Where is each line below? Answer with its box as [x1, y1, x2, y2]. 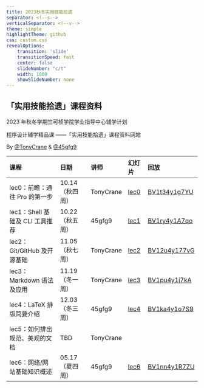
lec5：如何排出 [9, 325, 53, 333]
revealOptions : [6, 43, 45, 49]
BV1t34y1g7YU [148, 187, 194, 196]
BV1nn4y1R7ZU [148, 362, 195, 371]
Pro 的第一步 [17, 192, 53, 201]
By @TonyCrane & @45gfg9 [6, 143, 77, 150]
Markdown [9, 276, 40, 285]
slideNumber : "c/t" [17, 65, 67, 72]
